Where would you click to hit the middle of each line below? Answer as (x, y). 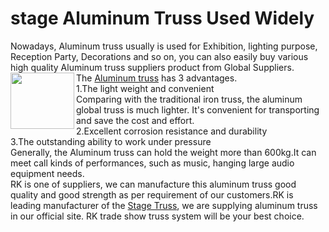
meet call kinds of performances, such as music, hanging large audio (152, 163)
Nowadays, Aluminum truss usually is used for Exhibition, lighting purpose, (164, 46)
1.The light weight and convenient (145, 88)
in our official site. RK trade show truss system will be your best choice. (157, 216)
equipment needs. (47, 173)
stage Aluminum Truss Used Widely (162, 18)
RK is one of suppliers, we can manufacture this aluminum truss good (153, 184)
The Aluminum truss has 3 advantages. (157, 78)
